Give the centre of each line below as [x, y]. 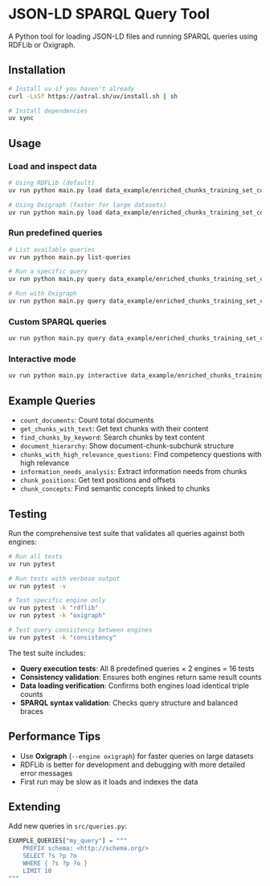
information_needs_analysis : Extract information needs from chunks [133, 472]
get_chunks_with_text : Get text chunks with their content [114, 429]
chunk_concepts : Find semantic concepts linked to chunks [115, 488]
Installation [37, 70]
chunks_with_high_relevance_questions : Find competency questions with [141, 455]
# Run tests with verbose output [64, 579]
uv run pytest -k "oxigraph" [57, 616]
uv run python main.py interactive [68, 376]
